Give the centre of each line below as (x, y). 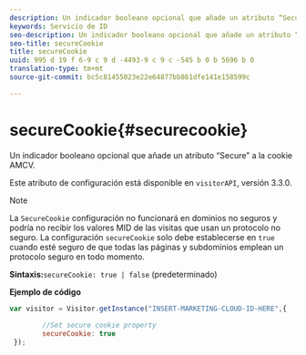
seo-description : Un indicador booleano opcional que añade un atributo (150, 35)
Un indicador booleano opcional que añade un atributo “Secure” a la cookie (151, 155)
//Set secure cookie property (99, 325)
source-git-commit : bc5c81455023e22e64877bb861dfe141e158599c (130, 77)
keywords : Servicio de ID (58, 26)
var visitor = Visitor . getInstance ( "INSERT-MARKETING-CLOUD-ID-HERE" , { (148, 309)
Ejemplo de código (46, 291)
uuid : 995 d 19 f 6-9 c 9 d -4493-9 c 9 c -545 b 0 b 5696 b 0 (132, 60)
